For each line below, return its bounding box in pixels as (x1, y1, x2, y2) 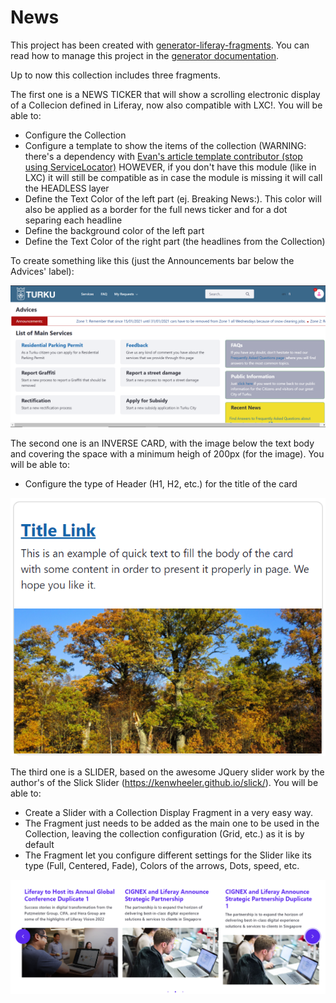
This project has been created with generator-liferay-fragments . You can (10, 39, 310, 51)
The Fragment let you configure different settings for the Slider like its (24, 849, 312, 861)
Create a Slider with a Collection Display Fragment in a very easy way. (24, 807, 314, 819)
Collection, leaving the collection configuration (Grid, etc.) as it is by (24, 828, 305, 840)
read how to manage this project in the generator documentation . (10, 49, 279, 61)
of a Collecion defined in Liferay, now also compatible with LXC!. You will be (10, 99, 323, 111)
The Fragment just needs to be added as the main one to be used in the (24, 817, 320, 830)
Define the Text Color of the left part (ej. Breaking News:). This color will (24, 192, 322, 205)
